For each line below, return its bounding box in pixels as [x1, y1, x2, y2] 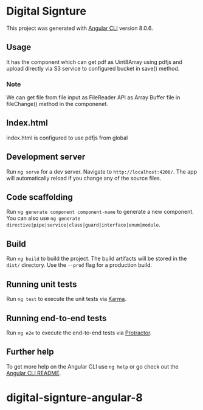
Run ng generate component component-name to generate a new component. [6, 208, 194, 216]
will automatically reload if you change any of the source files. [6, 174, 162, 182]
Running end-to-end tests [6, 313, 107, 323]
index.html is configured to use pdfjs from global [6, 134, 128, 141]
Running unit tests [6, 279, 77, 289]
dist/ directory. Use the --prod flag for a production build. [6, 261, 152, 269]
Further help [6, 347, 55, 357]
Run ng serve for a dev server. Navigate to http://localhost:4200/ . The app [6, 168, 198, 175]
